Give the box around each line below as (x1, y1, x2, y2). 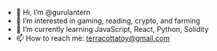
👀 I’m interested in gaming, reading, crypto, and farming (15, 16, 200, 25)
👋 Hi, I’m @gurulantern (15, 8, 90, 17)
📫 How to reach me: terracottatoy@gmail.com (15, 33, 171, 43)
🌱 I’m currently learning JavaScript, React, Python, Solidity (15, 25, 209, 33)
